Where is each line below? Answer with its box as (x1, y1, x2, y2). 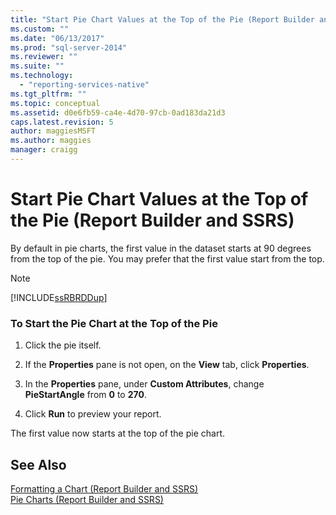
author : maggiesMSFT (10, 126, 97, 136)
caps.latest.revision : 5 (10, 117, 114, 127)
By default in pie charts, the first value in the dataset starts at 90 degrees (10, 242, 312, 254)
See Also (10, 456, 67, 473)
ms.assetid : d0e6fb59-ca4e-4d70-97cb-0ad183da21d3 (10, 107, 226, 118)
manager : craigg (10, 145, 78, 155)
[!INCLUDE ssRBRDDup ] (10, 291, 108, 303)
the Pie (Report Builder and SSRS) (10, 209, 295, 232)
